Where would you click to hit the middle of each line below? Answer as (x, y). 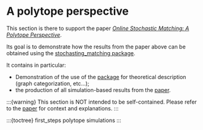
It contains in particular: (36, 65)
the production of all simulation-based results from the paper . (93, 90)
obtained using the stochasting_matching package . (71, 53)
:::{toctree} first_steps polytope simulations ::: (64, 120)
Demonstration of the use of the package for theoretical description (101, 77)
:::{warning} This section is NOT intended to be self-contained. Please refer (102, 102)
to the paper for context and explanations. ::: (63, 108)
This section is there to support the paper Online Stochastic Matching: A (98, 28)
